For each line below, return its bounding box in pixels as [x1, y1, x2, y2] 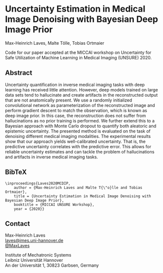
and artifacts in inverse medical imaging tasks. [5, 154, 98, 160]
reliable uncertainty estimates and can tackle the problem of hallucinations [5, 149, 155, 154]
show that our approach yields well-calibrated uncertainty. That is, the [5, 138, 146, 144]
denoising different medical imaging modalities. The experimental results [5, 133, 151, 139]
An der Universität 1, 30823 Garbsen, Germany [5, 262, 99, 268]
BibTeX [5, 168, 27, 176]
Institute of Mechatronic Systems [5, 252, 72, 258]
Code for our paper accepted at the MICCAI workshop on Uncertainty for [5, 50, 152, 55]
